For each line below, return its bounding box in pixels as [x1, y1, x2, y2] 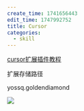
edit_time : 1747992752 [7, 16, 72, 23]
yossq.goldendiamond [7, 84, 70, 92]
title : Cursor [7, 23, 48, 29]
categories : [7, 29, 41, 36]
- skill [13, 36, 36, 42]
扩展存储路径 [7, 70, 43, 78]
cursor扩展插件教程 [7, 56, 61, 64]
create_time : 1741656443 [7, 10, 78, 17]
